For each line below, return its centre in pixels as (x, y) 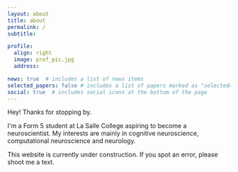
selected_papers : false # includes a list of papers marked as (103, 86)
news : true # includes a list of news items (75, 79)
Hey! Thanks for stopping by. (50, 112)
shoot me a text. (31, 162)
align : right (33, 53)
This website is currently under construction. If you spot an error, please (113, 155)
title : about (27, 21)
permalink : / (27, 27)
